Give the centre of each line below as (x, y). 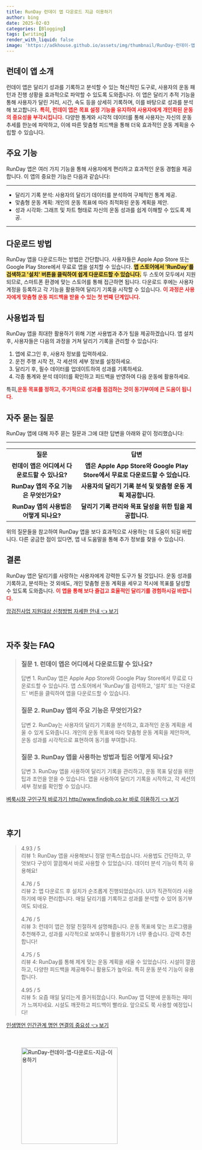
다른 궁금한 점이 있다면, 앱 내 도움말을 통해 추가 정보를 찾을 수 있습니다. (102, 539)
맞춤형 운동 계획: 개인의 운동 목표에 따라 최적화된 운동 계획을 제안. (92, 202)
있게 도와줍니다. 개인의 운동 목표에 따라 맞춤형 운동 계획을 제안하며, (112, 732)
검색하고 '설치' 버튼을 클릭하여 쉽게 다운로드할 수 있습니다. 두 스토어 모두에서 (96, 274)
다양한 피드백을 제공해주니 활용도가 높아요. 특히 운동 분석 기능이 (109, 969)
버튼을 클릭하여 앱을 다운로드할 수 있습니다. (80, 693)
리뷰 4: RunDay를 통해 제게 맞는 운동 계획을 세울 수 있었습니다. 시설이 (103, 961)
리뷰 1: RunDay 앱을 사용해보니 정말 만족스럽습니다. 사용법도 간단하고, (103, 855)
